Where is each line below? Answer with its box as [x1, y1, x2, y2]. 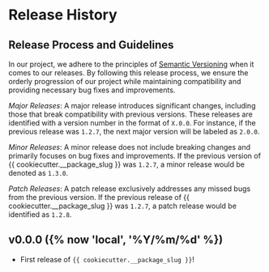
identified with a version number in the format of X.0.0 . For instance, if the [8, 118, 257, 127]
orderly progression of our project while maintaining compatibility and [8, 77, 241, 86]
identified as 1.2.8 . [8, 210, 72, 219]
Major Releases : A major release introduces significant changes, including [8, 101, 256, 110]
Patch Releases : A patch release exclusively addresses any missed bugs [8, 184, 251, 193]
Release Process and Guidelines [8, 38, 174, 52]
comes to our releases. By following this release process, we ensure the [8, 68, 249, 78]
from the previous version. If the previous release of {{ [8, 193, 190, 202]
